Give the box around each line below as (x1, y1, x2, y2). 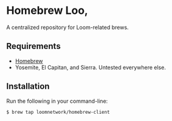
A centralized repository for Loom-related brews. (6, 24, 129, 31)
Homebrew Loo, (6, 4, 88, 18)
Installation (6, 81, 50, 91)
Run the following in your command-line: (6, 97, 108, 105)
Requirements (6, 41, 61, 51)
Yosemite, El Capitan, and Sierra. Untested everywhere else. (15, 64, 166, 71)
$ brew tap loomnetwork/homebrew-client (6, 109, 111, 115)
